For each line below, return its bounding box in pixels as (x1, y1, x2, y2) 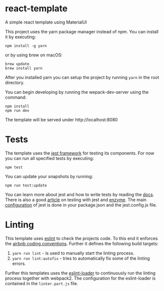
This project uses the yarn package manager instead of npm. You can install (5, 28, 159, 34)
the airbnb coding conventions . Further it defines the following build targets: (5, 240, 159, 246)
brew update (5, 61, 29, 66)
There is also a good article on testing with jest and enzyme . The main (5, 197, 147, 203)
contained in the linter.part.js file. (5, 280, 78, 286)
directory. (5, 79, 24, 85)
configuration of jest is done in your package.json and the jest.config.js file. (5, 202, 158, 208)
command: (5, 94, 27, 100)
